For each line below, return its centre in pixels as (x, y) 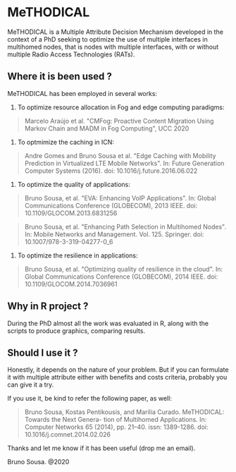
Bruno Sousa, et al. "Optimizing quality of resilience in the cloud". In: (124, 269)
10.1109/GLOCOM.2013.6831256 (71, 213)
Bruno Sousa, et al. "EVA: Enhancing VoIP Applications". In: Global (120, 198)
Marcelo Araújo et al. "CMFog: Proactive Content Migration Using (119, 121)
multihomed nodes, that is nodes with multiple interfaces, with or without (113, 47)
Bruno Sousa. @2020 (38, 462)
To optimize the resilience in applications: (77, 255)
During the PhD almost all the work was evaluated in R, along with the (108, 323)
